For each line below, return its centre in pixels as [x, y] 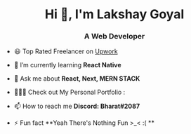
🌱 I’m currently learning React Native [67, 65]
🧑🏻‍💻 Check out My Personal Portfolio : [70, 92]
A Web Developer [114, 36]
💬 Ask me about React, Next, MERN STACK [77, 79]
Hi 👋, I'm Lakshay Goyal [114, 14]
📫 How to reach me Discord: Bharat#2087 [77, 106]
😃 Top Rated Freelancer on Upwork [66, 51]
